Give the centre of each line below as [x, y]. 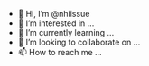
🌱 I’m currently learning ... [66, 33]
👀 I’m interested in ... [56, 23]
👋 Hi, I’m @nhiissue [54, 14]
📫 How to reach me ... [60, 52]
